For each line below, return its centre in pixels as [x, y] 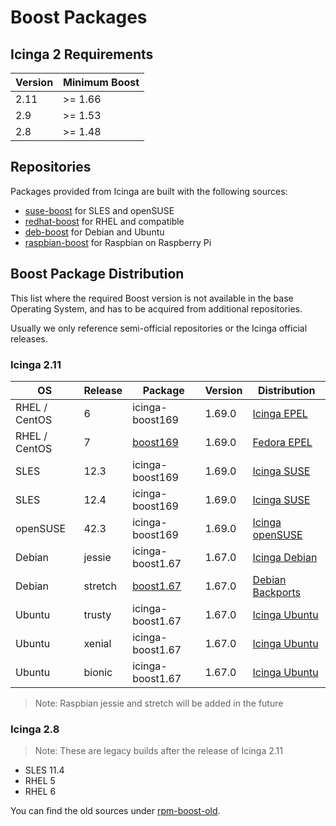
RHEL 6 [40, 792]
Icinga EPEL [280, 413]
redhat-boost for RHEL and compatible [104, 221]
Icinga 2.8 [35, 729]
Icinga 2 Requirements [82, 54]
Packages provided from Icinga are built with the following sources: [149, 191]
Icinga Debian [285, 557]
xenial [97, 643]
